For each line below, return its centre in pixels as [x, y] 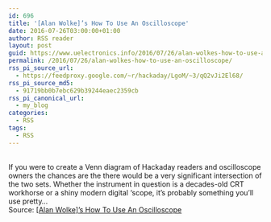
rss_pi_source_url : [41, 68]
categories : [28, 113]
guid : [17, 53]
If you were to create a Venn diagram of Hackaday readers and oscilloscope [135, 166]
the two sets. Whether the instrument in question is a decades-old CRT [126, 184]
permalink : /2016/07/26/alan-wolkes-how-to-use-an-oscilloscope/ [120, 61]
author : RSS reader [41, 38]
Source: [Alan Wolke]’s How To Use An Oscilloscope [95, 209]
